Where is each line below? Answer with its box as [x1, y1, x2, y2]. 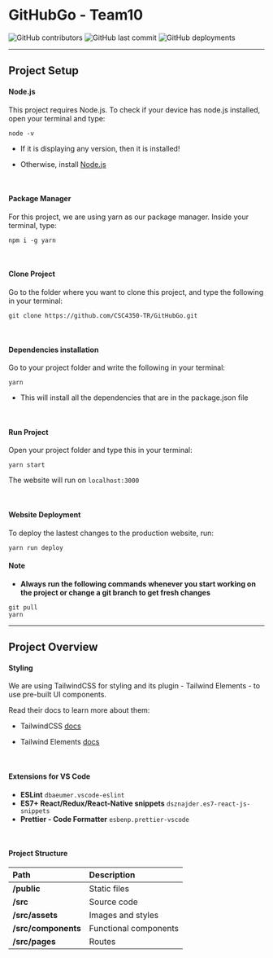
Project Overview [8, 640, 98, 654]
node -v [8, 129, 35, 138]
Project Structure [8, 849, 68, 859]
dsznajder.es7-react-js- [166, 800, 250, 808]
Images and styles [89, 909, 159, 921]
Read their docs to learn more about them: [8, 705, 150, 715]
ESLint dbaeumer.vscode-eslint [19, 789, 125, 799]
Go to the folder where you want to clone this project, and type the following [8, 287, 264, 297]
